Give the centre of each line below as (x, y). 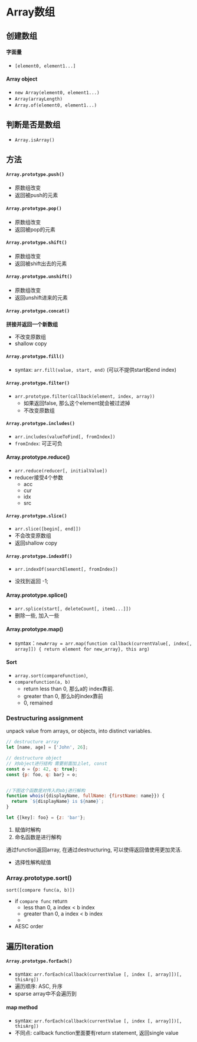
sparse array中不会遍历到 (45, 993)
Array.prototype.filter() (38, 383)
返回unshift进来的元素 (41, 298)
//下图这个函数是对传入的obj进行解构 (46, 790)
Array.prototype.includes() (41, 424)
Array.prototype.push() (35, 174)
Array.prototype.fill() (35, 356)
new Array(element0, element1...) (57, 92)
